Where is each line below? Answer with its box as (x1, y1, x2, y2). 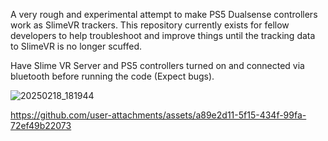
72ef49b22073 (10, 120, 72, 131)
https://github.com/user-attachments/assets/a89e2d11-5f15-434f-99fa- (10, 109, 307, 121)
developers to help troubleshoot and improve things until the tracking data (10, 30, 316, 41)
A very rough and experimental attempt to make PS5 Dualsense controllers (10, 9, 318, 20)
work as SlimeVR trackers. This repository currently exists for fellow (10, 19, 290, 31)
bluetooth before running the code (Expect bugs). (10, 70, 215, 82)
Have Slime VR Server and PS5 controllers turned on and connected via (10, 60, 305, 71)
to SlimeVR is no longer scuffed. (10, 40, 143, 52)
